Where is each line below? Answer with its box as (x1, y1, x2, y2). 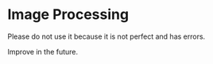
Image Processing (7, 6, 129, 24)
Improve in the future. (7, 47, 79, 56)
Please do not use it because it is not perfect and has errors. (7, 32, 206, 41)
